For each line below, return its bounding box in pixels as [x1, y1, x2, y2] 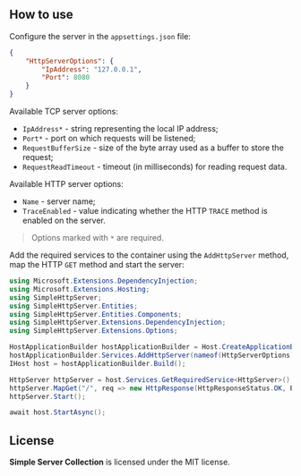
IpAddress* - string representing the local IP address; [21, 123, 219, 134]
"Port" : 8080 [41, 73, 90, 82]
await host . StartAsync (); [9, 408, 106, 417]
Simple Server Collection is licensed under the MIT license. [9, 456, 230, 468]
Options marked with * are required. [30, 233, 164, 243]
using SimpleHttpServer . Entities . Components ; [9, 310, 182, 319]
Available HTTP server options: [9, 179, 124, 190]
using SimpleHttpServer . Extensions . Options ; [9, 327, 178, 336]
